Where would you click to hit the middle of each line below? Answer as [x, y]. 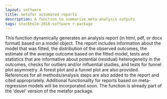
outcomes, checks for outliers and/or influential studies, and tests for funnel [83, 64]
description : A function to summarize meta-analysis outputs [70, 19]
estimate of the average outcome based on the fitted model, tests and [77, 54]
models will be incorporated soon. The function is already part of [95, 86]
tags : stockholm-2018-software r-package [49, 24]
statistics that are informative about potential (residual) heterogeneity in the [83, 59]
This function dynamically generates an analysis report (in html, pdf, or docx [84, 38]
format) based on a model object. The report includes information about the [83, 43]
